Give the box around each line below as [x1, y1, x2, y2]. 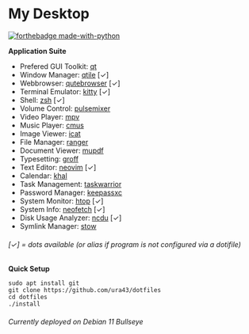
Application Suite [8, 46, 67, 55]
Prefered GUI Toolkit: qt [19, 61, 98, 71]
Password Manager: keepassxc [19, 188, 123, 197]
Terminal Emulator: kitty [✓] [19, 86, 111, 96]
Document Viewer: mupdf [19, 146, 105, 155]
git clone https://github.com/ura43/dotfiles [8, 287, 161, 294]
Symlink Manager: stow [19, 221, 97, 230]
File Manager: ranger [19, 137, 89, 146]
